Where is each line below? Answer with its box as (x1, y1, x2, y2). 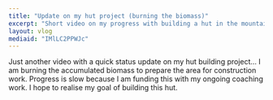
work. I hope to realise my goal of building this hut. (8, 83, 178, 93)
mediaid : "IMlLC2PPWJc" (8, 34, 89, 43)
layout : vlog (8, 27, 53, 35)
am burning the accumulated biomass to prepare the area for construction (8, 66, 257, 76)
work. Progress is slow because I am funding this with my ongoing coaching (8, 74, 264, 84)
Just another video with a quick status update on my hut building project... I (8, 57, 262, 67)
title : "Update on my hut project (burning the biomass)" (8, 11, 209, 20)
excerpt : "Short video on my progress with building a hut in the (8, 20, 238, 28)
